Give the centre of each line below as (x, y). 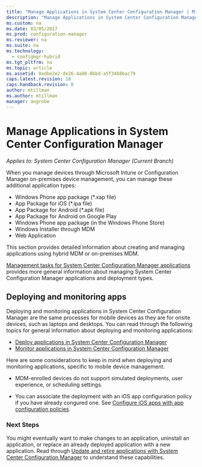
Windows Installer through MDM (55, 229)
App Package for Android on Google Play (66, 216)
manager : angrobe (28, 101)
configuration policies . (43, 409)
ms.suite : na (23, 46)
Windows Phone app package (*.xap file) (65, 197)
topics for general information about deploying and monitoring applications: (100, 331)
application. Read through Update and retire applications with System (92, 451)
